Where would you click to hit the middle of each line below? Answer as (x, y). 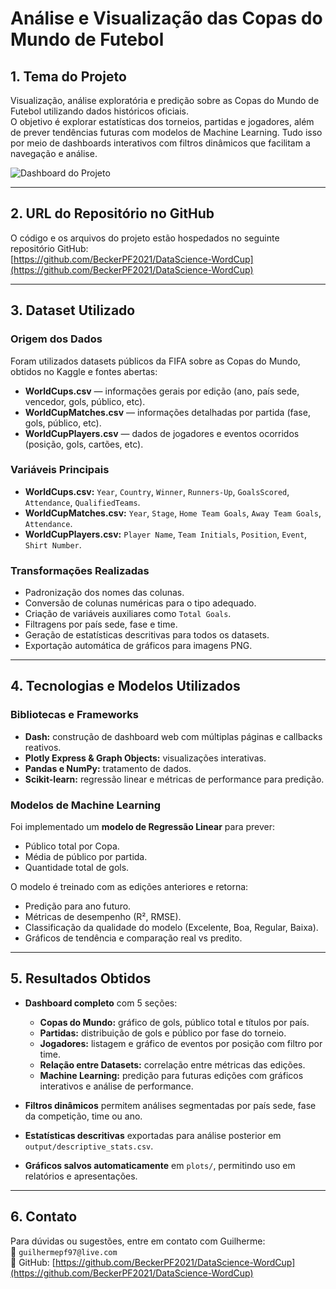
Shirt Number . (53, 544)
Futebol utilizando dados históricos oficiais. (99, 111)
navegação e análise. (54, 153)
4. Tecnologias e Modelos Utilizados (125, 686)
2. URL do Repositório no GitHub (112, 213)
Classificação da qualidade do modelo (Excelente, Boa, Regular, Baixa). (171, 928)
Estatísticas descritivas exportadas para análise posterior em (153, 1135)
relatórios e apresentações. (81, 1176)
